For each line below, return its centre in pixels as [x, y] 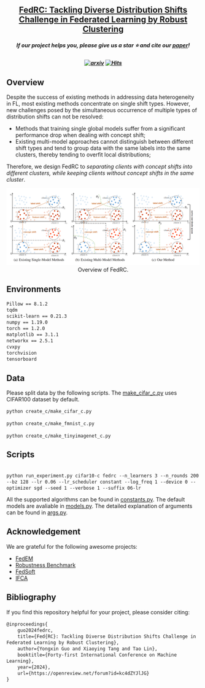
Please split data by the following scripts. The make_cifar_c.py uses [92, 393]
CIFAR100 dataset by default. [43, 400]
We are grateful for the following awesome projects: [72, 546]
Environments [34, 289]
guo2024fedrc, [35, 630]
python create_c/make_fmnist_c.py [51, 424]
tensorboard [21, 359]
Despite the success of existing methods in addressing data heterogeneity [100, 97]
